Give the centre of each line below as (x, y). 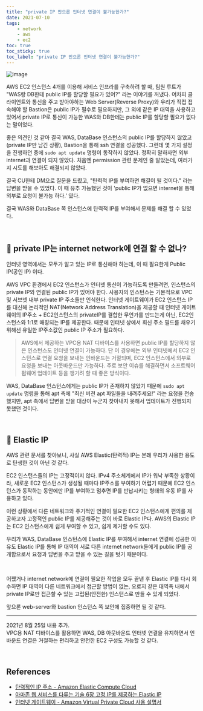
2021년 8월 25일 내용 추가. (38, 625)
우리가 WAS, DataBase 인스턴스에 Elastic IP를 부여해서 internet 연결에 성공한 (98, 539)
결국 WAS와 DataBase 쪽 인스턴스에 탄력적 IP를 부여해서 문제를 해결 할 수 (93, 208)
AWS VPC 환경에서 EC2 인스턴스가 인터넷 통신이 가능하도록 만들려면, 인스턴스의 (101, 284)
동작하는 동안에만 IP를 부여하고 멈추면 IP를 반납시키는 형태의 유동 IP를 (104, 491)
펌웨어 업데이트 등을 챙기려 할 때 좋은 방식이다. (76, 373)
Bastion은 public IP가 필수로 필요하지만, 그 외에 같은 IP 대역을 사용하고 (112, 109)
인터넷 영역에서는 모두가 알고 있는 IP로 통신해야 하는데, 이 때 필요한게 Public (96, 264)
